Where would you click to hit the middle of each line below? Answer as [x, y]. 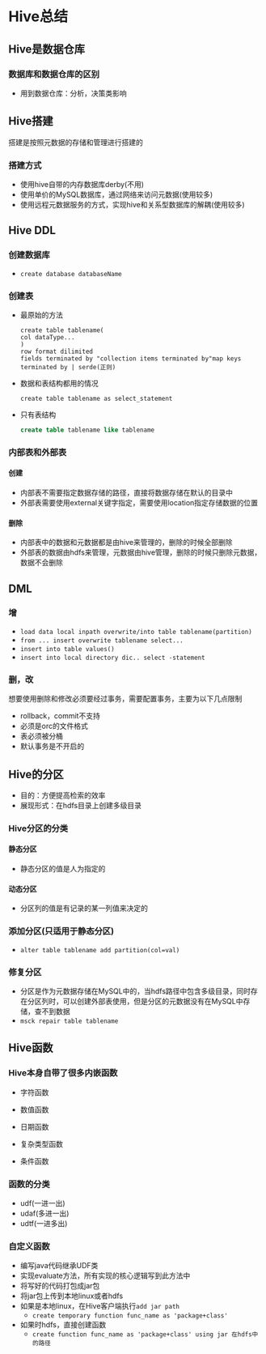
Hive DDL [32, 230]
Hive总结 [38, 17]
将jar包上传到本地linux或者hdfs [72, 1296]
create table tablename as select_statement [96, 398]
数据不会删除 [41, 563]
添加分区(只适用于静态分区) [61, 931]
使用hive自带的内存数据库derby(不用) [82, 184]
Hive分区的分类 [38, 828]
